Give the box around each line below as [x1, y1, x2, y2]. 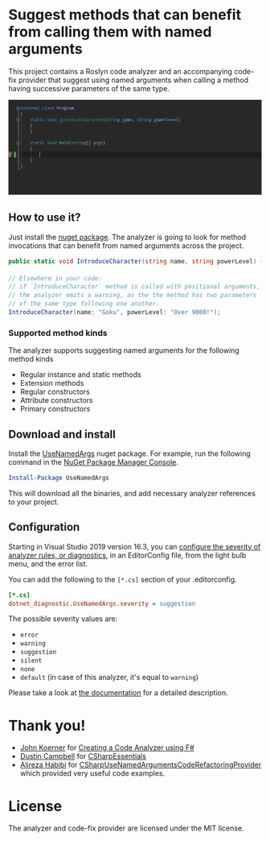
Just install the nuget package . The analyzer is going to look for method [8, 232, 247, 242]
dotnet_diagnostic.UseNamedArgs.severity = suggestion [8, 599, 196, 607]
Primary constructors [19, 404, 91, 414]
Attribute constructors [19, 396, 94, 405]
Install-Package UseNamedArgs [8, 474, 110, 482]
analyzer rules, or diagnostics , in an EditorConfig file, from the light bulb [8, 550, 247, 560]
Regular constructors [19, 387, 90, 396]
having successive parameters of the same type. [8, 83, 170, 93]
